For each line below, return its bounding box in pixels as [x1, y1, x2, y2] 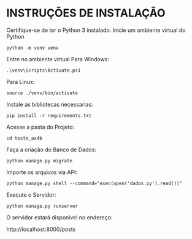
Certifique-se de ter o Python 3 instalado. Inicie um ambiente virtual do [6, 26, 186, 34]
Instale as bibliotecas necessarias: [6, 101, 93, 108]
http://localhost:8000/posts [6, 226, 76, 233]
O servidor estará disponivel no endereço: [6, 213, 113, 221]
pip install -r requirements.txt [6, 112, 92, 119]
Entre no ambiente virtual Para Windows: [6, 55, 109, 63]
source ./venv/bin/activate [6, 89, 79, 96]
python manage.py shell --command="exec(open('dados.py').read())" [6, 180, 183, 186]
